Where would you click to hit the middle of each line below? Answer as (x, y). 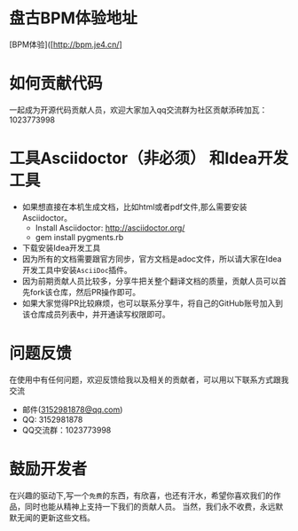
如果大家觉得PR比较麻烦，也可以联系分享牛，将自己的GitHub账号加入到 (153, 303)
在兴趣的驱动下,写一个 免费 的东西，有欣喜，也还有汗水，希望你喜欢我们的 (141, 495)
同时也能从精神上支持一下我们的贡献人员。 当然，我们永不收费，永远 (150, 506)
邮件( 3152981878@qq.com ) (72, 410)
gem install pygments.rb (79, 237)
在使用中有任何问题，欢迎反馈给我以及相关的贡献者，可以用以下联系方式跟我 (149, 379)
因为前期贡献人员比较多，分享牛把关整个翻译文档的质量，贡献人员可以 (150, 281)
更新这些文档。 (67, 517)
